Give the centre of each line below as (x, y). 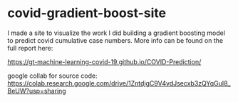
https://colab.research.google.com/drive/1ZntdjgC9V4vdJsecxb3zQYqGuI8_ (119, 83)
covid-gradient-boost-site (87, 13)
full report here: (30, 48)
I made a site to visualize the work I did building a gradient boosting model (117, 33)
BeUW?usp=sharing (37, 91)
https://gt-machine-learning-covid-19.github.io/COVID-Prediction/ (104, 61)
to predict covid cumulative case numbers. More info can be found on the (115, 40)
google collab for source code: (52, 76)
